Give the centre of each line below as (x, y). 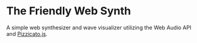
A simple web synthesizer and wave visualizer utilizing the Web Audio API (99, 27)
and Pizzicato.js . (27, 33)
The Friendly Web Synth (69, 11)
